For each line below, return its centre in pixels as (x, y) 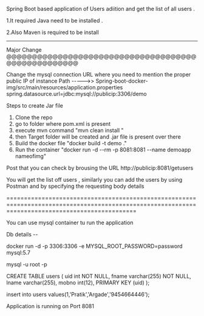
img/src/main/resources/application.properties (65, 87)
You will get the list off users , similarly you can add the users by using (94, 180)
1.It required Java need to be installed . (55, 20)
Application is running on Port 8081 (50, 306)
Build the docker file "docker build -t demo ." (71, 143)
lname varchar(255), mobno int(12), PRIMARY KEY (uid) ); (78, 283)
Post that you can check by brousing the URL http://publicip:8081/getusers (100, 168)
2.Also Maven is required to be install (53, 32)
